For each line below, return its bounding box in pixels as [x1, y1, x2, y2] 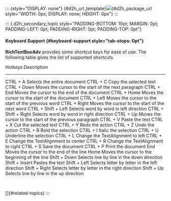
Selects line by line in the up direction [5, 171, 84, 177]
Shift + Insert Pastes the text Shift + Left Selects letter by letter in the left [5, 160, 157, 166]
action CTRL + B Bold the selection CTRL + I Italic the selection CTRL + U [5, 127, 159, 133]
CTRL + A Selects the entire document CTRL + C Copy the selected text [5, 79, 156, 85]
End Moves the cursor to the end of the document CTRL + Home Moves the [5, 89, 164, 96]
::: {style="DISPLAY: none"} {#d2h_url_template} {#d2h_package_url [5, 6, 152, 11]
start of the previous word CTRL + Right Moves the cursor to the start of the [5, 100, 164, 107]
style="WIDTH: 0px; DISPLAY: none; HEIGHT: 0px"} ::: [5, 11, 119, 17]
